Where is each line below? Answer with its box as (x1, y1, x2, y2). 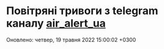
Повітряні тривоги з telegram (6, 4, 159, 18)
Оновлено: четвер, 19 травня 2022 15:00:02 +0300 (6, 36, 136, 43)
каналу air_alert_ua (6, 17, 106, 30)
